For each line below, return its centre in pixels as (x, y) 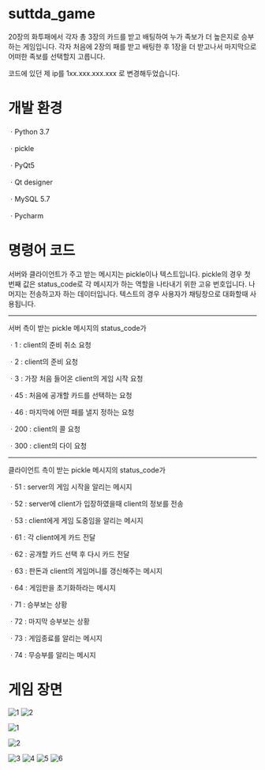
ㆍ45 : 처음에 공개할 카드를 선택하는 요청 (70, 395)
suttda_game (52, 14)
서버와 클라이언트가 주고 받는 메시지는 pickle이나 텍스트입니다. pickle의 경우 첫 (129, 274)
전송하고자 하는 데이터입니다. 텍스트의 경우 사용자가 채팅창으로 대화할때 (138, 294)
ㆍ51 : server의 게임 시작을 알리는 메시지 (70, 487)
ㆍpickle (21, 148)
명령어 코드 (42, 251)
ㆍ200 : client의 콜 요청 (45, 429)
